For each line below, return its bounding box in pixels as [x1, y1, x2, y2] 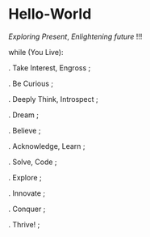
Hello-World [8, 5, 92, 23]
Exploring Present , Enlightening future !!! [8, 32, 143, 41]
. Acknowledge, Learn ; [8, 141, 86, 150]
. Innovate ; [8, 188, 46, 198]
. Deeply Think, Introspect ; [8, 94, 98, 104]
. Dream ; [8, 110, 39, 120]
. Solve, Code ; [8, 157, 58, 167]
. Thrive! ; [8, 219, 40, 229]
